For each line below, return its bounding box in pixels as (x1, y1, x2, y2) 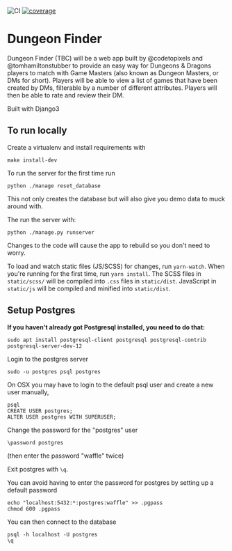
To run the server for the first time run (7, 169, 116, 177)
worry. (7, 248, 26, 257)
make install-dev (7, 157, 58, 164)
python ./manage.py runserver (7, 228, 95, 236)
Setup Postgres (7, 304, 76, 316)
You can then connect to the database (7, 518, 117, 526)
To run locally (7, 125, 67, 137)
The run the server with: (7, 215, 76, 224)
